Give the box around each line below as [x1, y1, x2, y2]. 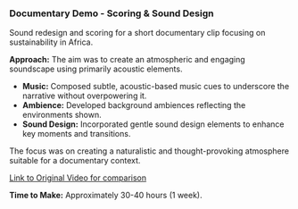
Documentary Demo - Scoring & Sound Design [9, 7, 214, 20]
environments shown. [21, 110, 103, 121]
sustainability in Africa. [9, 37, 94, 47]
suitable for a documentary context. [9, 155, 141, 166]
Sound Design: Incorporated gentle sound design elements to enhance [21, 119, 285, 130]
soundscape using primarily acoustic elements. [9, 63, 183, 74]
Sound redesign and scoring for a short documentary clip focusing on [9, 28, 266, 38]
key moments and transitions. [21, 129, 131, 139]
